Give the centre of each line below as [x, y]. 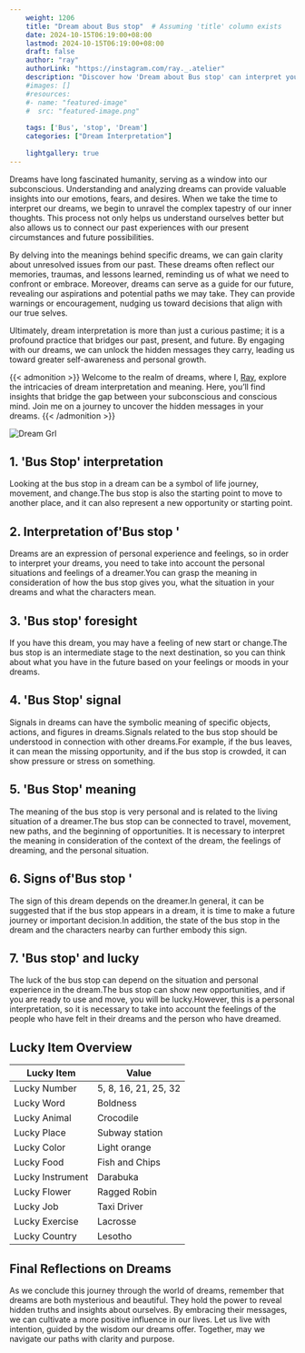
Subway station [130, 1133]
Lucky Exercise [46, 1222]
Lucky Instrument [51, 1177]
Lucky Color [40, 1147]
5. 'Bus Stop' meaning [73, 789]
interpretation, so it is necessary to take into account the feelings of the [143, 1009]
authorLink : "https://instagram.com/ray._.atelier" [125, 69]
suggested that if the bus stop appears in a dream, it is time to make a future [152, 910]
